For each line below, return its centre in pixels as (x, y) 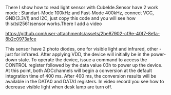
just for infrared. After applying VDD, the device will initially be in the (78, 54)
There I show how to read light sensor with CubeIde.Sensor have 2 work (82, 7)
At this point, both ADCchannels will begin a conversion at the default (79, 70)
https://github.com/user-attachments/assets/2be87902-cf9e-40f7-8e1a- (83, 33)
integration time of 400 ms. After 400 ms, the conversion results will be (81, 76)
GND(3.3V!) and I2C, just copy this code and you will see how (71, 18)
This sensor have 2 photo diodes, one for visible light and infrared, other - (83, 49)
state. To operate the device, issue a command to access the (83, 60)
